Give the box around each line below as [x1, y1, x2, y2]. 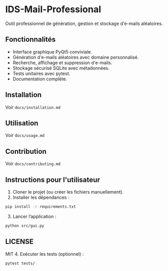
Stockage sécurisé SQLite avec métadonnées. [12, 65, 110, 71]
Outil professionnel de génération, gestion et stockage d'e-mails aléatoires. [5, 20, 163, 26]
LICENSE [5, 237, 34, 246]
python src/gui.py [5, 223, 44, 228]
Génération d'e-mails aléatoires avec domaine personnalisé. [12, 54, 139, 60]
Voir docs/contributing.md [5, 160, 61, 167]
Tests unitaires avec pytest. [12, 70, 70, 76]
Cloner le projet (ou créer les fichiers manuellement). [12, 189, 124, 195]
